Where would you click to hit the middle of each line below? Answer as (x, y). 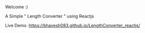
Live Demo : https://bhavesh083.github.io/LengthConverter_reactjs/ (72, 25)
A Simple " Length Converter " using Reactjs (50, 16)
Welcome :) (17, 7)
